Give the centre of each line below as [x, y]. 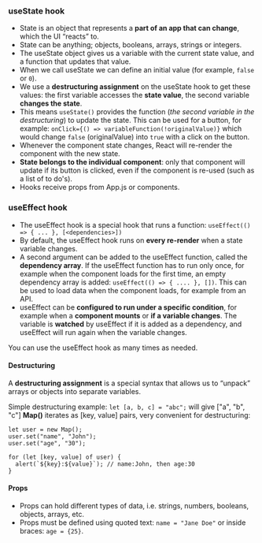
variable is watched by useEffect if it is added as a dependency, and [131, 324]
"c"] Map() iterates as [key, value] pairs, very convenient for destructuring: [129, 415]
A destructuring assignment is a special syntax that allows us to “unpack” [129, 383]
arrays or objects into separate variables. [75, 391]
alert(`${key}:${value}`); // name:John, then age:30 [105, 464]
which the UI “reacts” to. [59, 36]
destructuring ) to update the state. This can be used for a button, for [130, 121]
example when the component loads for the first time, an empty [123, 273]
